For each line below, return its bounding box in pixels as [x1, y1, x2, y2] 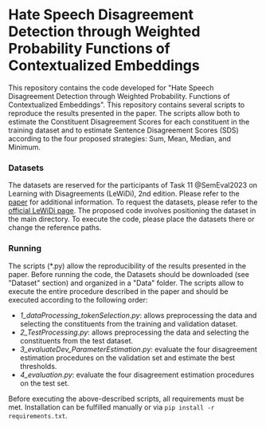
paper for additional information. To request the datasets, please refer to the [8, 197, 258, 207]
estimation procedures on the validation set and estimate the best [19, 353, 236, 363]
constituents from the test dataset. [19, 335, 134, 345]
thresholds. [19, 361, 57, 371]
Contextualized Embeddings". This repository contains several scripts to [8, 100, 245, 109]
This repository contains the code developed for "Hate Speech [8, 82, 214, 93]
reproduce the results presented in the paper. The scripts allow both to [8, 108, 241, 117]
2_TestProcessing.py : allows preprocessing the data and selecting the [19, 327, 249, 337]
